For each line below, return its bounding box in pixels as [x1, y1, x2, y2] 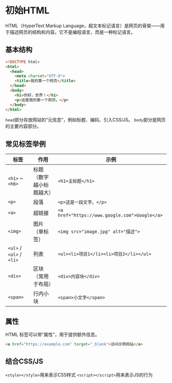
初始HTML [5, 5, 50, 16]
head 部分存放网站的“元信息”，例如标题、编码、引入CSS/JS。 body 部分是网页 [5, 117, 166, 123]
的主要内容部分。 [5, 123, 41, 130]
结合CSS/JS [5, 357, 44, 366]
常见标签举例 [5, 139, 46, 148]
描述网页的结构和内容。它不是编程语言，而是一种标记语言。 [9, 29, 136, 35]
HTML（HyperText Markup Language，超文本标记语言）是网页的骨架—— [5, 23, 160, 29]
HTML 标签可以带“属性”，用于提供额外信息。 [5, 331, 100, 337]
